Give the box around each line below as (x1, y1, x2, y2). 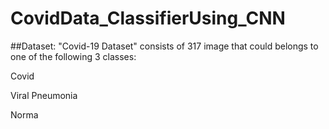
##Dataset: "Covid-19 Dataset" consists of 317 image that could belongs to (10, 40, 319, 52)
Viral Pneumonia (10, 89, 78, 101)
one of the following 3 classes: (10, 50, 137, 62)
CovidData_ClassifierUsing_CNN (10, 7, 286, 30)
